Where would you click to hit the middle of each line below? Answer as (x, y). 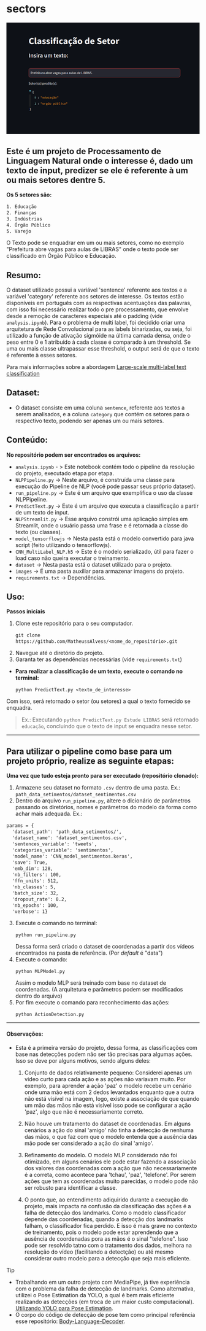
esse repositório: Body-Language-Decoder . (70, 1321)
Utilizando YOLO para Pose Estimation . (64, 1308)
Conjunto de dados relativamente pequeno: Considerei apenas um (108, 1073)
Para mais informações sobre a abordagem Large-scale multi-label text (97, 367)
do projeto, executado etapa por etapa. (65, 473)
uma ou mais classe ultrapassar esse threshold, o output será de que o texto (103, 349)
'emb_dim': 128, (32, 869)
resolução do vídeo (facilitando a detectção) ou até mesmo (99, 1252)
